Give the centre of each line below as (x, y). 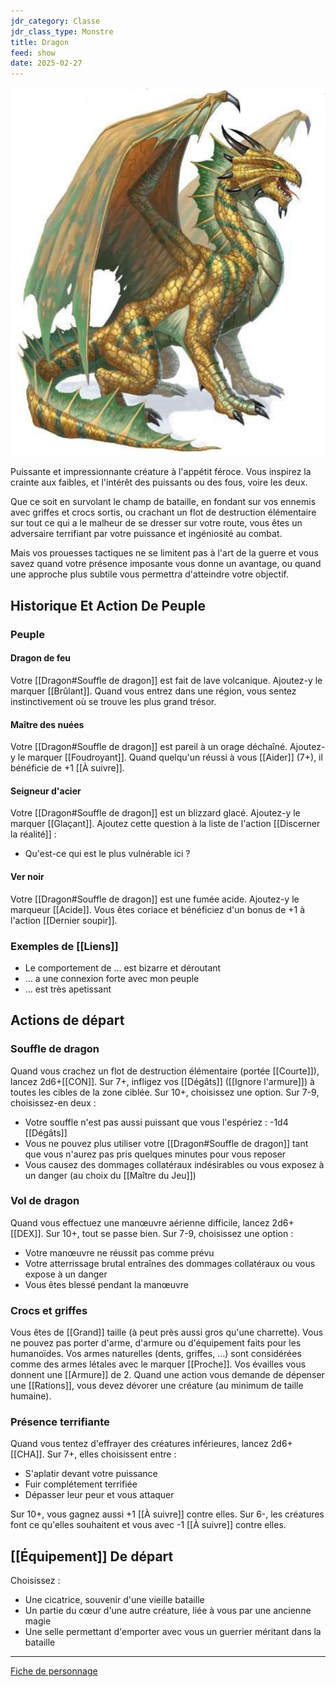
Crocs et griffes (49, 1310)
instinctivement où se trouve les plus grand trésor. (113, 701)
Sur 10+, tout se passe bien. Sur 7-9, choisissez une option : (169, 1233)
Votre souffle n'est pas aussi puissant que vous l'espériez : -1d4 (156, 1122)
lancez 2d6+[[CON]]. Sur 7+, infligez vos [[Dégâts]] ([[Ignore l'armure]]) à (162, 1081)
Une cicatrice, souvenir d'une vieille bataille (114, 1600)
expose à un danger (66, 1274)
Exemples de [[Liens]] (64, 946)
